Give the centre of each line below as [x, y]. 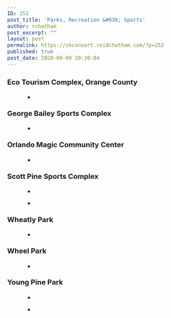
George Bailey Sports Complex [59, 113]
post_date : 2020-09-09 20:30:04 [53, 58]
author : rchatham [32, 26]
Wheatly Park [30, 219]
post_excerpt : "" [32, 33]
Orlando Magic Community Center [66, 145]
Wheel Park [27, 251]
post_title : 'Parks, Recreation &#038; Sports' [77, 20]
